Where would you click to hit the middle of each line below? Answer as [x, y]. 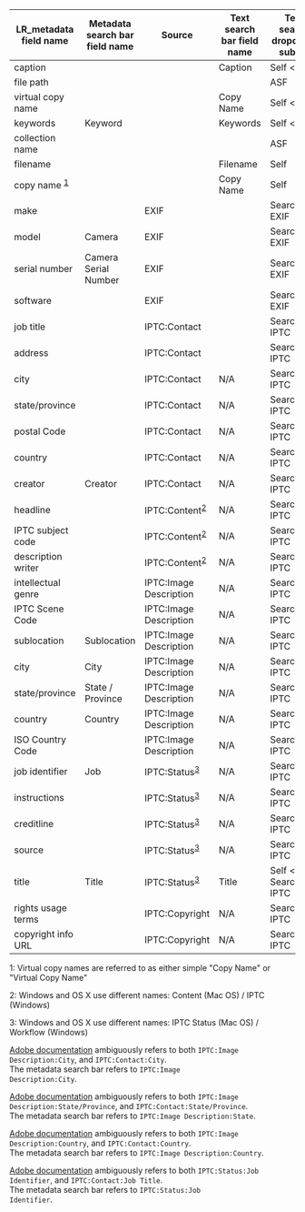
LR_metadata [45, 29]
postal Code [40, 431]
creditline [34, 824]
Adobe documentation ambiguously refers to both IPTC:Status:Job [134, 1170]
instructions [39, 798]
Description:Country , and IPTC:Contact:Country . [100, 1143]
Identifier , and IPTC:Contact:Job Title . [86, 1180]
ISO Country [40, 739]
